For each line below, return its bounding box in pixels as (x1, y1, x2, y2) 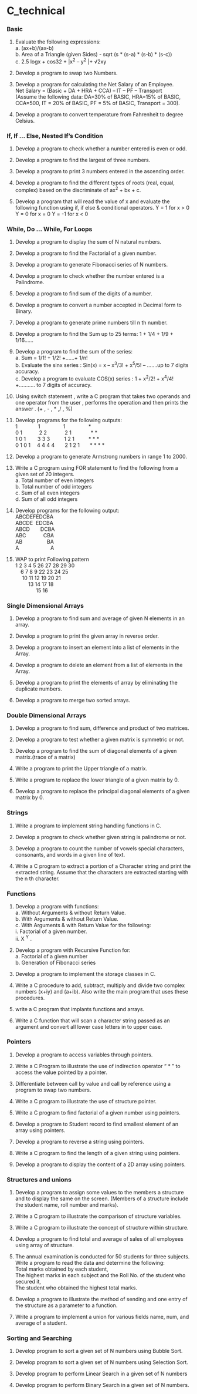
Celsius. (15, 117, 35, 124)
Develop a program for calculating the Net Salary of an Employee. (15, 81, 174, 88)
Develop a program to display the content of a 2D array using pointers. (15, 1161, 186, 1168)
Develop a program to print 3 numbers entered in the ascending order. (15, 168, 185, 175)
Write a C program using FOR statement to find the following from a (15, 464, 178, 471)
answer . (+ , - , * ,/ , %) (15, 405, 73, 412)
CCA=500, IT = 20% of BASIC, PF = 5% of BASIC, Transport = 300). (15, 100, 181, 107)
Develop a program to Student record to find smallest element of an (15, 1120, 178, 1127)
